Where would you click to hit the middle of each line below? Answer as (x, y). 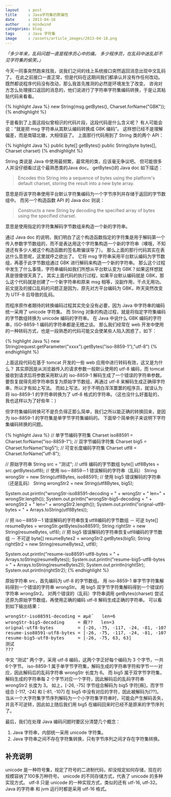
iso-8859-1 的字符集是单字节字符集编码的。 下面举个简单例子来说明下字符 (88, 418)
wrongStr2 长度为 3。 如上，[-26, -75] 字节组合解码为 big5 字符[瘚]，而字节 (84, 685)
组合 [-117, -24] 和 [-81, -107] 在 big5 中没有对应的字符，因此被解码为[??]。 (83, 691)
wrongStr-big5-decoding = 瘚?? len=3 (60, 622)
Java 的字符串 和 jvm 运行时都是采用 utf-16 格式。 (57, 789)
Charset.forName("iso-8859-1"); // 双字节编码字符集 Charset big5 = (76, 441)
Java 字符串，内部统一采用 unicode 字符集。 (59, 732)
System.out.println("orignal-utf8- (131, 504)
